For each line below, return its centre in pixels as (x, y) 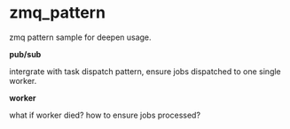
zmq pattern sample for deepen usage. (81, 37)
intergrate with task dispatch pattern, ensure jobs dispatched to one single (145, 71)
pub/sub (25, 54)
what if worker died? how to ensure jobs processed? (105, 115)
